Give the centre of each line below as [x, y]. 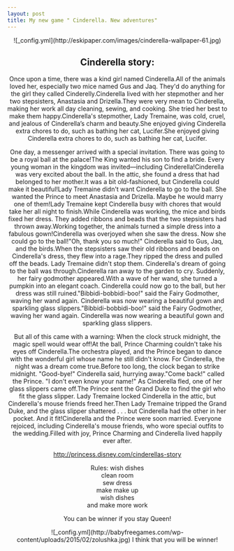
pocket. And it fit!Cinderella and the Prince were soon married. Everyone [117, 419]
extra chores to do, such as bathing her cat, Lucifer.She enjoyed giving [117, 131]
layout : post [26, 14]
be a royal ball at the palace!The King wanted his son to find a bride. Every [117, 160]
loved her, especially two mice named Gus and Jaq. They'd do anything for [117, 86]
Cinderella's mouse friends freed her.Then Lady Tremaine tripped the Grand [117, 404]
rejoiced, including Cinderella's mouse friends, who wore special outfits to [117, 426]
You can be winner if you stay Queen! [117, 519]
